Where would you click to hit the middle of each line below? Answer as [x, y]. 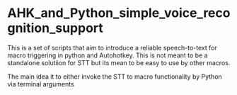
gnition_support [56, 28]
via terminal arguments [41, 84]
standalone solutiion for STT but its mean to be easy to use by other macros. [119, 62]
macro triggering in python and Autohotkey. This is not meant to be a [108, 55]
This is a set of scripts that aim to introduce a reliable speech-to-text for [112, 47]
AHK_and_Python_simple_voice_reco [119, 13]
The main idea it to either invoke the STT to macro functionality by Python [115, 77]
